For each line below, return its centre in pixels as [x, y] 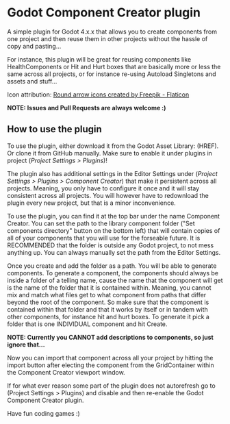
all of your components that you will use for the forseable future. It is [104, 238]
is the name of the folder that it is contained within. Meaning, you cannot [109, 287]
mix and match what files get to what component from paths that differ [107, 295]
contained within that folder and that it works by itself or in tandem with [108, 309]
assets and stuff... [32, 81]
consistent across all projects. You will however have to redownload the [108, 195]
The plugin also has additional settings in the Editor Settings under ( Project [112, 173]
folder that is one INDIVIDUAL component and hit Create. [87, 324]
